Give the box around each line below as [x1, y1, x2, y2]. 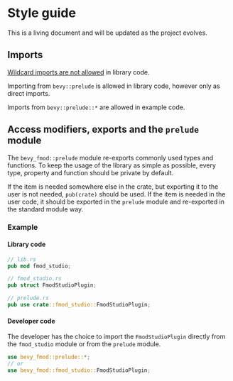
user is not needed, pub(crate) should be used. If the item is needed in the [7, 189, 226, 198]
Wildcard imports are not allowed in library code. [7, 67, 150, 76]
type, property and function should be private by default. [7, 168, 174, 177]
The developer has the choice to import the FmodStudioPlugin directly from [7, 332, 226, 341]
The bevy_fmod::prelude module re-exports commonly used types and [7, 153, 214, 162]
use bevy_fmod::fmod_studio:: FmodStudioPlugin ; [7, 367, 151, 374]
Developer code [7, 316, 55, 325]
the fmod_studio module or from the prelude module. [7, 340, 161, 348]
